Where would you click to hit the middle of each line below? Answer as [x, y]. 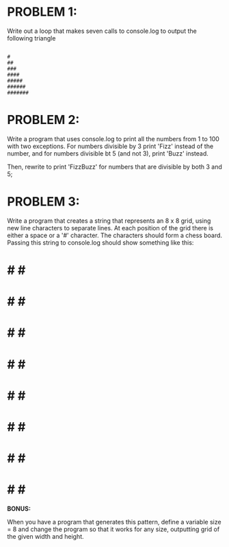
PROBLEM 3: [43, 202]
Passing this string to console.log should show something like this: [100, 242]
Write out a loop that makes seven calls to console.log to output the [102, 31]
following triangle [31, 38]
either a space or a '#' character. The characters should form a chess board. [115, 235]
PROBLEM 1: [42, 12]
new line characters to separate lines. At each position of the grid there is [110, 228]
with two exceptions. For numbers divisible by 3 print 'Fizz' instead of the [110, 146]
